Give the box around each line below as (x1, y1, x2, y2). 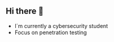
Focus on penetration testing (14, 29, 87, 36)
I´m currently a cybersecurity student (14, 22, 108, 29)
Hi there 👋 (5, 6, 44, 16)
